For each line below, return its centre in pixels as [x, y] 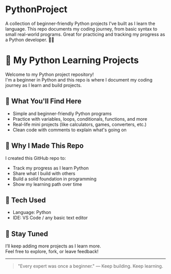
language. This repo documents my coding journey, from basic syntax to [81, 29]
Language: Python [32, 212]
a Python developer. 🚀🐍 [30, 40]
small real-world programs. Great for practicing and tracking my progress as [85, 34]
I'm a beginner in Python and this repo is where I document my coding [79, 79]
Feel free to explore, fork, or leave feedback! [52, 252]
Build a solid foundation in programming [54, 179]
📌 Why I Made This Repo [45, 146]
